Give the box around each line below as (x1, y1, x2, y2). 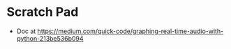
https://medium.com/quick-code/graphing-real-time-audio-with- (37, 27, 224, 35)
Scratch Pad (6, 4, 79, 20)
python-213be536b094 (16, 34, 84, 42)
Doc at (16, 27, 36, 35)
